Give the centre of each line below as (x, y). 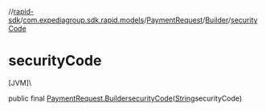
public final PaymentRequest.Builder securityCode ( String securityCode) (125, 98)
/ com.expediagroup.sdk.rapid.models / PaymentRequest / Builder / (125, 20)
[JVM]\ (20, 82)
